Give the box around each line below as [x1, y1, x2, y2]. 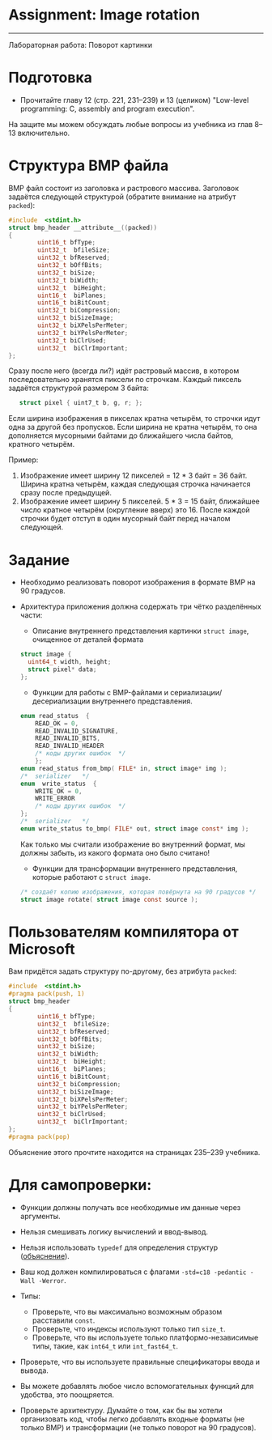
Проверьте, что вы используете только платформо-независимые [32, 1332, 259, 1342]
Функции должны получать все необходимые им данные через [19, 1202, 241, 1212]
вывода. [19, 1366, 49, 1375]
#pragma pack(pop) [8, 1132, 70, 1141]
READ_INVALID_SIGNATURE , [35, 727, 119, 735]
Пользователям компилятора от [8, 923, 239, 941]
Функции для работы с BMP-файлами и [32, 687, 168, 697]
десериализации [32, 696, 91, 706]
